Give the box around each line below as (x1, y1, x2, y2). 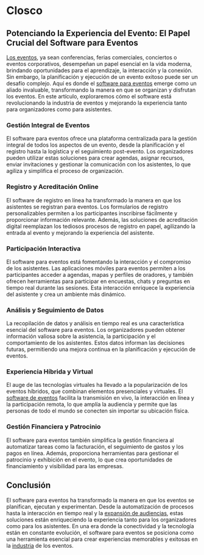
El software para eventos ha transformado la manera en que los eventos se (6, 496, 195, 504)
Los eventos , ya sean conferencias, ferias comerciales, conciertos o (6, 54, 178, 61)
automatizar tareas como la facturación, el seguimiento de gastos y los (6, 443, 184, 450)
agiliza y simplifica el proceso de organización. (6, 167, 124, 175)
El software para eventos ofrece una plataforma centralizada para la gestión (6, 135, 197, 142)
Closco (6, 4, 43, 18)
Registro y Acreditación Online (6, 183, 99, 191)
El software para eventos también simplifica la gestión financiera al (6, 436, 174, 444)
